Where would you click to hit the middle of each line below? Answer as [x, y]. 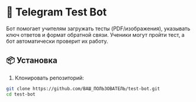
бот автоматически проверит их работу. [57, 41]
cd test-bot [21, 94]
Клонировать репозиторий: [49, 78]
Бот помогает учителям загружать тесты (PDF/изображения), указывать [98, 28]
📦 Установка [32, 61]
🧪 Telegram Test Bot [57, 12]
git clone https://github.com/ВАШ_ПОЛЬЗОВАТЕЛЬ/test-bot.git [83, 88]
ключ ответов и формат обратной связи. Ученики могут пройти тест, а [95, 34]
